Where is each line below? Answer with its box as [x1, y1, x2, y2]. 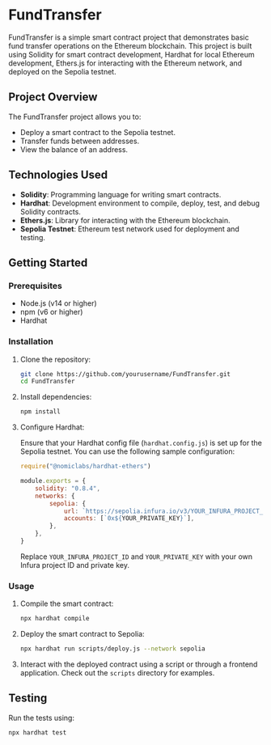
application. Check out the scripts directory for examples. [19, 667, 215, 677]
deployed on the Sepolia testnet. [8, 66, 116, 76]
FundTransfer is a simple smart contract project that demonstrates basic [8, 32, 249, 42]
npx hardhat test [8, 728, 67, 737]
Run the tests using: [8, 713, 75, 722]
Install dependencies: [19, 392, 92, 402]
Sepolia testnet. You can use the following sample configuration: [19, 447, 235, 456]
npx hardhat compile [19, 615, 90, 623]
